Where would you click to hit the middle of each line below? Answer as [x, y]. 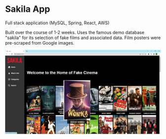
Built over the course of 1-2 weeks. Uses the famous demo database [75, 32]
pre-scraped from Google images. [40, 43]
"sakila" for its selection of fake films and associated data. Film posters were [83, 38]
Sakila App [28, 9]
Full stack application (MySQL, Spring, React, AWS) [57, 23]
